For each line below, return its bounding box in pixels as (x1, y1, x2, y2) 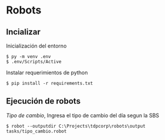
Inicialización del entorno (6, 42, 67, 49)
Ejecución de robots (6, 96, 81, 106)
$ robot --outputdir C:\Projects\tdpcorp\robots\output (6, 123, 146, 129)
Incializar (6, 27, 41, 37)
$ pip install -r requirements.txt (6, 80, 93, 86)
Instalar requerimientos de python (6, 69, 88, 76)
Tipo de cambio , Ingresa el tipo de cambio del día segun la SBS (6, 112, 160, 119)
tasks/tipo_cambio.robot (6, 128, 67, 134)
